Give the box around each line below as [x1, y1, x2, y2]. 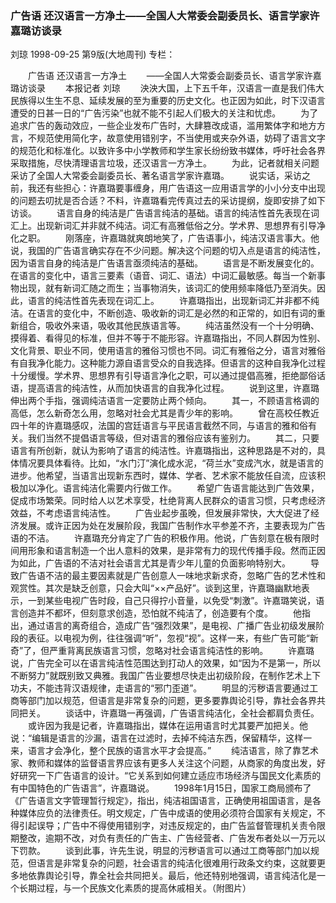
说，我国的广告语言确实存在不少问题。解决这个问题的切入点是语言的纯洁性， [10, 245, 326, 257]
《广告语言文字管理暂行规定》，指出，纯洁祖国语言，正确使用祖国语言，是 [10, 795, 313, 807]
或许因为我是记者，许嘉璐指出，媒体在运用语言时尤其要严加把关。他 [27, 720, 308, 732]
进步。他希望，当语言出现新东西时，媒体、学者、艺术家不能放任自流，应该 [10, 470, 317, 482]
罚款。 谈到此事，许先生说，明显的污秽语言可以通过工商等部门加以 [18, 845, 311, 857]
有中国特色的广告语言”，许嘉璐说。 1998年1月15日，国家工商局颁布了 [10, 782, 312, 794]
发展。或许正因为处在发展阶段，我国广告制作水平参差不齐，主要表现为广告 [18, 520, 326, 532]
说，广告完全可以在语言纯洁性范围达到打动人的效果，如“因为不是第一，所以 [10, 657, 322, 669]
